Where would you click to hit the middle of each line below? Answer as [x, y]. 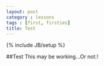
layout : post [22, 12]
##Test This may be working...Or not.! [52, 56]
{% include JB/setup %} [36, 45]
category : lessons [30, 17]
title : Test [21, 28]
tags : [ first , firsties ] [38, 23]
